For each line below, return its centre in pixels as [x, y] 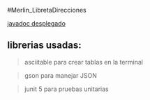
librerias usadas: [44, 45]
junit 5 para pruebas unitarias [67, 89]
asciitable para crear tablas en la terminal [83, 62]
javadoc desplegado [37, 23]
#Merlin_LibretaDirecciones [47, 10]
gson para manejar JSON [61, 75]
